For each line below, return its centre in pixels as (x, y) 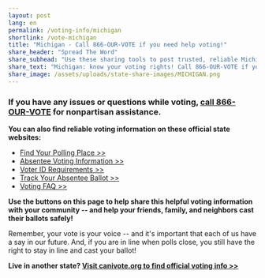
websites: (25, 137)
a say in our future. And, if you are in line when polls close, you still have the (131, 242)
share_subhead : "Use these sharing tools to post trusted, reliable (123, 60)
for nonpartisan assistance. (107, 111)
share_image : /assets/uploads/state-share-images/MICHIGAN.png (114, 74)
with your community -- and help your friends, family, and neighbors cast (131, 209)
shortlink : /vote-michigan (52, 38)
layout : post (30, 15)
